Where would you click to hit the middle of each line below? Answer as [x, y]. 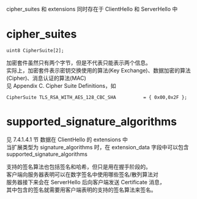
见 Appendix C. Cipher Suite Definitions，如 [61, 85]
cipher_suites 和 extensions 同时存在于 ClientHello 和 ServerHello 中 [92, 9]
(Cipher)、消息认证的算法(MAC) [46, 78]
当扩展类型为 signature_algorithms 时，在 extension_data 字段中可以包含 [98, 147]
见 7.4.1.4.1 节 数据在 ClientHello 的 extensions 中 [67, 139]
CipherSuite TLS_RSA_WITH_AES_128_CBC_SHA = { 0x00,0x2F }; [97, 97]
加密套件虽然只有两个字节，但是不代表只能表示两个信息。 [79, 63]
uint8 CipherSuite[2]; [35, 50]
